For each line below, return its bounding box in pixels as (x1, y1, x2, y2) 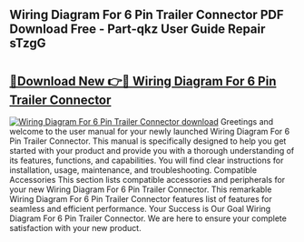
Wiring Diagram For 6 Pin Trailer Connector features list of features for (9, 194, 272, 204)
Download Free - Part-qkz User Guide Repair (9, 22, 266, 37)
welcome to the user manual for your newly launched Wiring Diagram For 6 (9, 126, 290, 136)
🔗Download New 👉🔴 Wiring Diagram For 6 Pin (9, 73, 277, 89)
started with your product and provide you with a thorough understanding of (9, 146, 295, 156)
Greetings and (221, 116, 274, 126)
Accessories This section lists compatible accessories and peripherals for (9, 175, 286, 185)
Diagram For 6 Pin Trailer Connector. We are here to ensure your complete (9, 213, 288, 224)
